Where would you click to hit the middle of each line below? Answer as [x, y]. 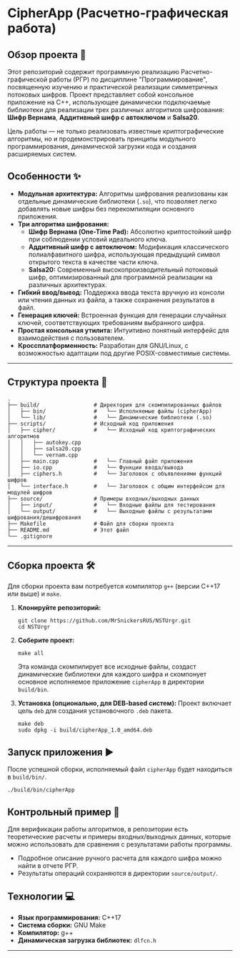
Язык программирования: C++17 [69, 917]
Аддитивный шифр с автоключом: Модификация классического [129, 246]
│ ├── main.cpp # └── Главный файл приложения [100, 461]
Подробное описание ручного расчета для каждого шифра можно [120, 858]
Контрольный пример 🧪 [64, 812]
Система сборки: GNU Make [62, 925]
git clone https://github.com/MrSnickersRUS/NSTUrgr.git [104, 621]
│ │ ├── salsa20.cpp [44, 449]
